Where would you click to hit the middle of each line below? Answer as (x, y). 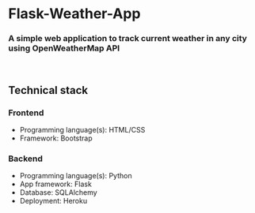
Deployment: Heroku (53, 201)
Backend (26, 159)
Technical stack (48, 90)
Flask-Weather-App (74, 14)
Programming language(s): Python (76, 176)
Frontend (26, 113)
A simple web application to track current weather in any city (128, 39)
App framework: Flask (56, 184)
